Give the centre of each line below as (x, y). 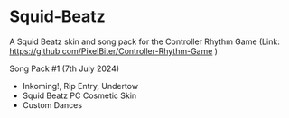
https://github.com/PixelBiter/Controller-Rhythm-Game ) (114, 50)
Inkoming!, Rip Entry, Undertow (80, 86)
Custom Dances (52, 104)
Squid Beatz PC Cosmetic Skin (79, 95)
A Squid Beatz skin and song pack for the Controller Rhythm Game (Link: (144, 41)
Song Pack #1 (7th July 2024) (65, 68)
